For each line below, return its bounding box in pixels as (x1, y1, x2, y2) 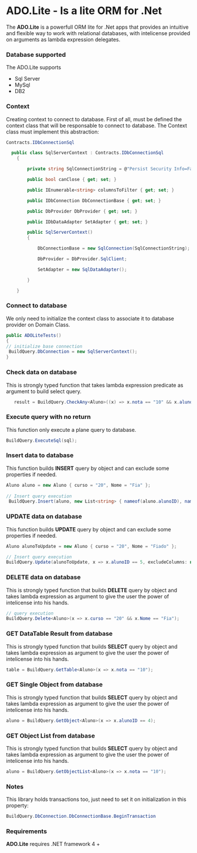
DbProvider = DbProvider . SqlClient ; (37, 256, 127, 262)
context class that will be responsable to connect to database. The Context (6, 122, 188, 129)
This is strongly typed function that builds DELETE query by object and (6, 586, 178, 593)
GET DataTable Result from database (6, 630, 113, 638)
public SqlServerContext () (27, 230, 93, 236)
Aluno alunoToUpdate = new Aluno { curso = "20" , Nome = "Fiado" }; (6, 543, 177, 549)
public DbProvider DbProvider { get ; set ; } (27, 208, 138, 214)
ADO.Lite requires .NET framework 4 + (6, 841, 100, 848)
